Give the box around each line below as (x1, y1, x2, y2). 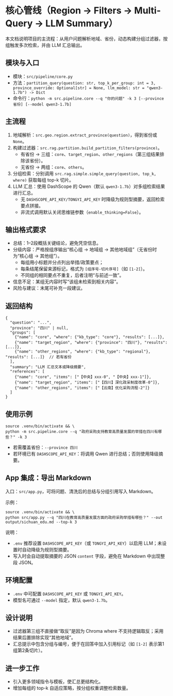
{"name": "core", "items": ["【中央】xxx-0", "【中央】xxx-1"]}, (14, 374, 152, 380)
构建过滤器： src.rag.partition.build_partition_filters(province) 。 (12, 145, 162, 151)
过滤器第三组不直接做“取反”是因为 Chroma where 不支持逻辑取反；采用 (12, 628, 164, 634)
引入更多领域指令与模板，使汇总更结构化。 (12, 678, 103, 685)
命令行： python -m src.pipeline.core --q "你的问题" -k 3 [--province (12, 95, 164, 101)
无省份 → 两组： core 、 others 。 (20, 164, 87, 170)
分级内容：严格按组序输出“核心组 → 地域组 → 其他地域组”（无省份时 (12, 247, 157, 253)
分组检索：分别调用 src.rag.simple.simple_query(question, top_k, (12, 170, 157, 177)
